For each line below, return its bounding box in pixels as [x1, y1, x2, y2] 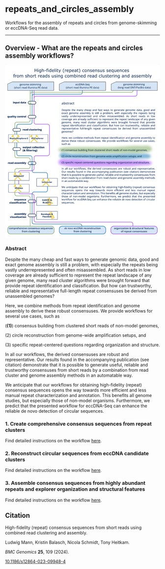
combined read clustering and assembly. [5, 530, 87, 535]
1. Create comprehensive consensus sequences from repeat [5, 420, 152, 427]
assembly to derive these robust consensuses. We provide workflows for [5, 308, 153, 314]
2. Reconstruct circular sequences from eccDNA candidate [5, 450, 149, 457]
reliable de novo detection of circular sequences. [5, 408, 104, 414]
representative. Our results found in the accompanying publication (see [5, 356, 150, 362]
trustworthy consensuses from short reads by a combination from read [5, 367, 149, 373]
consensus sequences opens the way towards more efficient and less [5, 387, 146, 393]
